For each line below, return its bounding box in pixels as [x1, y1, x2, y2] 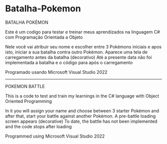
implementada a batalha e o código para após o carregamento [5, 59, 133, 65]
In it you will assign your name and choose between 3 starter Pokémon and [5, 107, 160, 114]
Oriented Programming [5, 98, 52, 104]
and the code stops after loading [5, 123, 72, 129]
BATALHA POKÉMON [5, 19, 49, 25]
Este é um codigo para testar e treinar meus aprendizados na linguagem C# [5, 29, 160, 35]
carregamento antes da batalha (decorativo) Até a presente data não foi [5, 54, 152, 60]
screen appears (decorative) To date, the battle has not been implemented [5, 118, 158, 124]
